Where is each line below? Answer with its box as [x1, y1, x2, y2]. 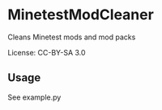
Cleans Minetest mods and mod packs [7, 32, 136, 42]
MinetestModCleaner [7, 6, 155, 24]
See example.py [7, 92, 62, 102]
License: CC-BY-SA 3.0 [7, 47, 86, 57]
